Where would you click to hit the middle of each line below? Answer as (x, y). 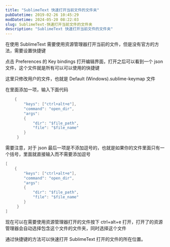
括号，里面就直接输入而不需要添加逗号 (50, 154)
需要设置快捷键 (30, 51)
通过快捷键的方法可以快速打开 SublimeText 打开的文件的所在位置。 (76, 239)
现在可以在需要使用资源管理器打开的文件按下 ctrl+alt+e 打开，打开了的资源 (84, 222)
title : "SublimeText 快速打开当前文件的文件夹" (52, 10)
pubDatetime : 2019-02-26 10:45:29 (42, 15)
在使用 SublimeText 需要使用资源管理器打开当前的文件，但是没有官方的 (80, 44)
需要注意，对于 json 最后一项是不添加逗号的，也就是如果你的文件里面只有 (83, 148)
